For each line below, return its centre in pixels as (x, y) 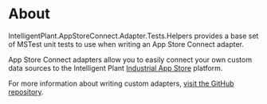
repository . (26, 91)
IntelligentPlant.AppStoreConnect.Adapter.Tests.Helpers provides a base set (133, 36)
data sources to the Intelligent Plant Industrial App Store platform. (116, 67)
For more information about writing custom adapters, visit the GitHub (121, 83)
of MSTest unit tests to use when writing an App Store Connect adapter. (126, 44)
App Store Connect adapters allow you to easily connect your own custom (130, 60)
